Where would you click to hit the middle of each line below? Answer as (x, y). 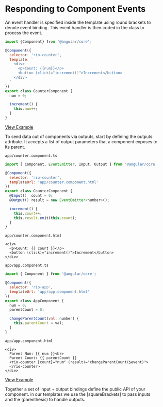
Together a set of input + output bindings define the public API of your (75, 389)
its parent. (15, 147)
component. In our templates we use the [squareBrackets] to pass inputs (78, 394)
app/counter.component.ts (31, 156)
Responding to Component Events (75, 9)
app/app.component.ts (27, 266)
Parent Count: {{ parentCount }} (43, 358)
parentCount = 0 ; (27, 310)
